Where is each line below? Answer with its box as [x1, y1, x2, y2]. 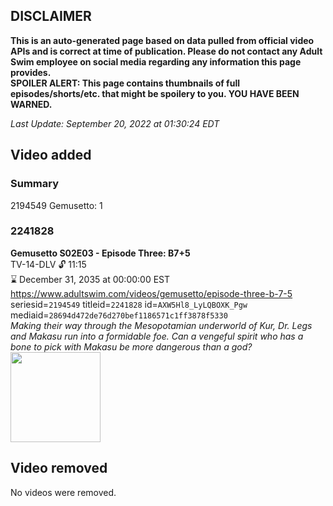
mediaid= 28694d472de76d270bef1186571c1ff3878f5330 [10, 309, 228, 321]
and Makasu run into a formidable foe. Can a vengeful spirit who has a [10, 330, 304, 342]
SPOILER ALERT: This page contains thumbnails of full [10, 77, 240, 89]
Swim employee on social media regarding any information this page [10, 55, 302, 68]
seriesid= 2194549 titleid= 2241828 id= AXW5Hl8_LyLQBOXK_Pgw [10, 298, 248, 310]
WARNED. [10, 98, 53, 110]
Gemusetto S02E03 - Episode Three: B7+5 [10, 247, 191, 259]
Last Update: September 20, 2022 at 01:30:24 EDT [10, 117, 220, 129]
